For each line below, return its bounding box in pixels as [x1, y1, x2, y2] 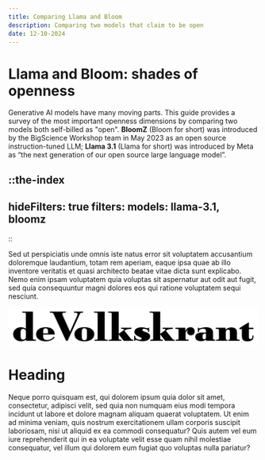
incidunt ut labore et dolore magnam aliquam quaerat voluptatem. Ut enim [8, 409, 250, 419]
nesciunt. [8, 291, 39, 301]
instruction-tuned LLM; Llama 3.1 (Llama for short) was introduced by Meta [8, 141, 254, 151]
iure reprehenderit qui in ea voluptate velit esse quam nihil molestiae [8, 434, 232, 444]
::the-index [8, 173, 65, 187]
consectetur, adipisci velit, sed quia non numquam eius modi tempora [8, 400, 236, 410]
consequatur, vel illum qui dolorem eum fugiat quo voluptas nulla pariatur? [8, 443, 251, 452]
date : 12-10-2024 [8, 29, 66, 37]
